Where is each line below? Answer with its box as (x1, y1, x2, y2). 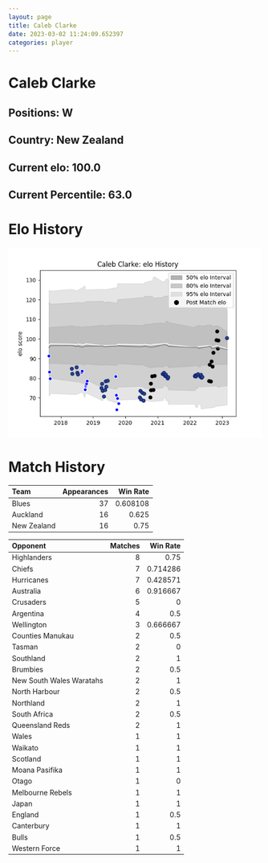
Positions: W (8, 105, 74, 120)
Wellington (11, 619, 47, 629)
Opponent (11, 541, 47, 551)
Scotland (11, 754, 42, 763)
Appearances (62, 487, 109, 496)
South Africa (11, 709, 54, 719)
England (11, 810, 39, 820)
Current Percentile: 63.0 (8, 188, 132, 201)
